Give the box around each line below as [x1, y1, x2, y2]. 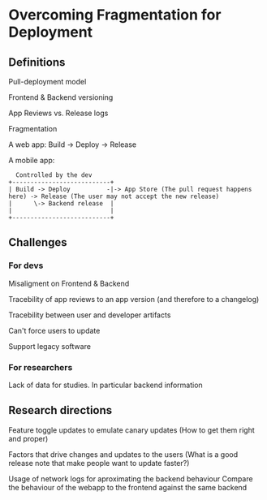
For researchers [8, 361, 73, 373]
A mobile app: [8, 156, 55, 165]
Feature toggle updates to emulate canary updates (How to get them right [8, 425, 256, 435]
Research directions [8, 403, 113, 417]
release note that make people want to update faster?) [8, 458, 190, 468]
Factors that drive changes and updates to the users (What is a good [8, 449, 239, 459]
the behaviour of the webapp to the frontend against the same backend [8, 482, 248, 492]
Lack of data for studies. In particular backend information [8, 380, 203, 390]
